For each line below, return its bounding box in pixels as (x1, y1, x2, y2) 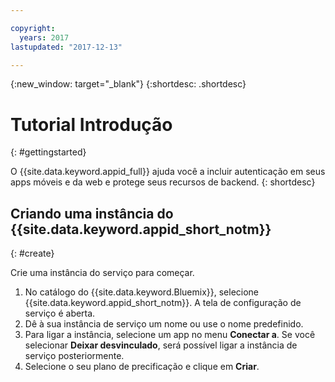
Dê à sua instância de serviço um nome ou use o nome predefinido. (24, 318, 304, 330)
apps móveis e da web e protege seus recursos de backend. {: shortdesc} (10, 176, 316, 188)
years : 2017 (19, 32, 70, 43)
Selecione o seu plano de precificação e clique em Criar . (24, 361, 260, 373)
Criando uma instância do (10, 205, 174, 222)
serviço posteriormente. (24, 350, 125, 362)
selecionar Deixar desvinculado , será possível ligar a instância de (24, 339, 298, 351)
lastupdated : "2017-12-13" (10, 42, 123, 52)
